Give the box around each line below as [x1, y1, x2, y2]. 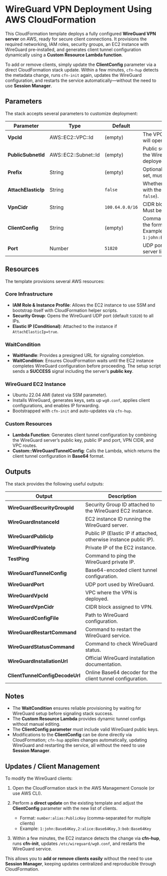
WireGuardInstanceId [7, 518, 60, 525]
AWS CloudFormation [5, 14, 96, 25]
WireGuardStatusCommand [7, 643, 75, 650]
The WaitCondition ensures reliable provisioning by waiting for [12, 705, 142, 711]
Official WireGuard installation [85, 654, 155, 661]
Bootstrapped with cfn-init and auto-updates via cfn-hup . [12, 408, 133, 414]
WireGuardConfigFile [7, 614, 59, 621]
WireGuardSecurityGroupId [7, 504, 74, 511]
